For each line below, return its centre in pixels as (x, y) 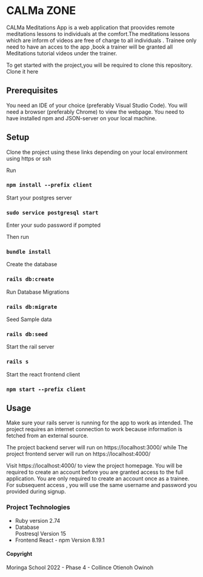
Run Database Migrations (38, 292)
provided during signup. (36, 492)
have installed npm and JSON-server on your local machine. (82, 118)
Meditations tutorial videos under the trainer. (62, 53)
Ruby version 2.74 (38, 520)
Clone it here (22, 71)
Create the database (32, 264)
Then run (18, 237)
